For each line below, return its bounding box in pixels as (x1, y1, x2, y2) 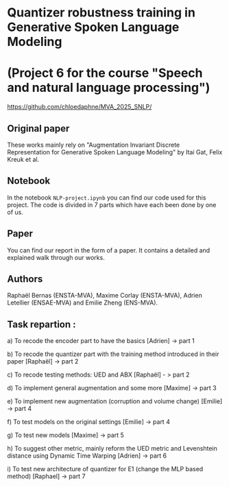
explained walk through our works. (7, 253, 105, 261)
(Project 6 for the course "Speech (7, 65, 204, 81)
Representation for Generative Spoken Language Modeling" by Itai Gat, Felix (7, 147, 223, 156)
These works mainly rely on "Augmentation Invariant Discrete (7, 141, 180, 149)
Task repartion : (7, 318, 77, 330)
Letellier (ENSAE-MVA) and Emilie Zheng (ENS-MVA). (7, 298, 158, 307)
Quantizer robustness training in (7, 5, 195, 21)
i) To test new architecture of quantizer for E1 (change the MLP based (7, 465, 204, 473)
